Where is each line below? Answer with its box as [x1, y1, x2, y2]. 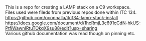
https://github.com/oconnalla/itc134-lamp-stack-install [5, 15, 118, 20]
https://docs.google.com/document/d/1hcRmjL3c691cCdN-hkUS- [5, 20, 141, 26]
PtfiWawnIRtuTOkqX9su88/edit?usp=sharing [5, 25, 98, 31]
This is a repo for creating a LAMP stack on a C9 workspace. [5, 4, 131, 10]
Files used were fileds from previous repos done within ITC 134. [5, 9, 137, 15]
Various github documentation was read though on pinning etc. [5, 31, 135, 36]
